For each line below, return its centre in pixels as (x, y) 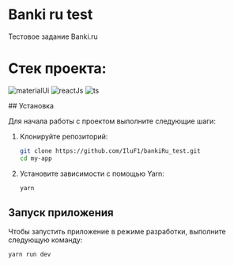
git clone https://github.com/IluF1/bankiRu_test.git (110, 151)
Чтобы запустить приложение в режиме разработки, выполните (117, 232)
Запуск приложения (61, 213)
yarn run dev (30, 255)
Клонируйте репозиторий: (64, 136)
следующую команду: (45, 240)
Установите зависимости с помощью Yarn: (92, 173)
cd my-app (36, 158)
